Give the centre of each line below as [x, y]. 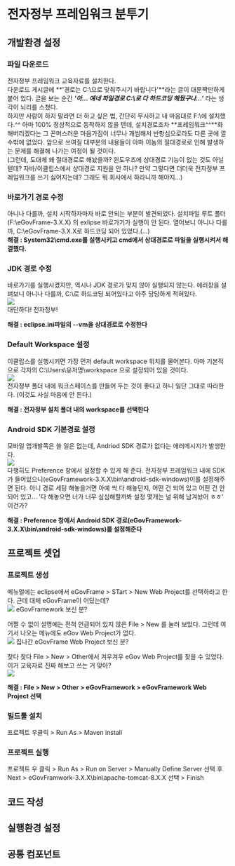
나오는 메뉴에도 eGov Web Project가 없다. [78, 632]
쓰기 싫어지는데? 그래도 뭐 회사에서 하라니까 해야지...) [110, 177]
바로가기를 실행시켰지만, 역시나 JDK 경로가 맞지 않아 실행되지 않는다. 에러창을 [113, 285]
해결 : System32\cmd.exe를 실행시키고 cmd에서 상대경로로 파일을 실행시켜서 [114, 240]
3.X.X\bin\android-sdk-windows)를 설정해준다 [75, 529]
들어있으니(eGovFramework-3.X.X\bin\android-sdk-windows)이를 [108, 479]
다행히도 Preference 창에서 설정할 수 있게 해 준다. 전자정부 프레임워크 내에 [109, 471]
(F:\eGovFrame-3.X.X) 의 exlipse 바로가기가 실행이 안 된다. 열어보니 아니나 [111, 222]
